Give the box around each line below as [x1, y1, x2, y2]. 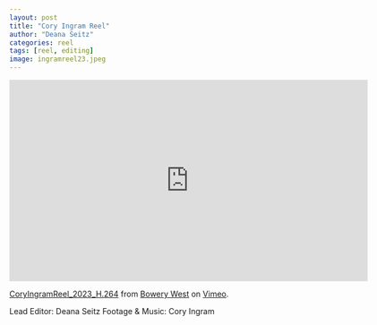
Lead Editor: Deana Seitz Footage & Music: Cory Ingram [9, 306, 215, 316]
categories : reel [9, 38, 74, 47]
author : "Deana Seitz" [9, 30, 94, 38]
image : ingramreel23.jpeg [9, 55, 106, 64]
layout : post [9, 13, 58, 22]
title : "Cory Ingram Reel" [9, 21, 110, 30]
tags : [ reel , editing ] [9, 47, 94, 56]
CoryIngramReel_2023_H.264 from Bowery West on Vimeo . [9, 288, 229, 299]
